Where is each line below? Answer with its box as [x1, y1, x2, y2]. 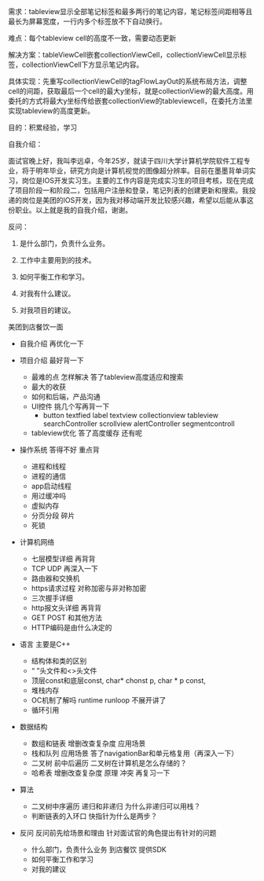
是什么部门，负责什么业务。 [19, 239, 110, 248]
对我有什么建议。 [19, 289, 75, 298]
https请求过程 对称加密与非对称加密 [31, 584, 147, 593]
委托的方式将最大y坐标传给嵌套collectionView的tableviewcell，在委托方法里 [8, 97, 253, 105]
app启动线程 [31, 482, 72, 490]
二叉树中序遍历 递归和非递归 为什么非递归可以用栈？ [31, 802, 201, 811]
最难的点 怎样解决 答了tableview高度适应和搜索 [31, 373, 184, 381]
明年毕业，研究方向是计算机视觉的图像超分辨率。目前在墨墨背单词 [35, 166, 249, 175]
